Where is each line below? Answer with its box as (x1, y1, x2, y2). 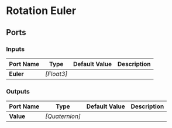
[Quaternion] (44, 112, 81, 120)
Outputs (6, 87, 30, 95)
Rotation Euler (6, 4, 77, 18)
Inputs (6, 45, 25, 53)
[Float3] (44, 70, 68, 78)
